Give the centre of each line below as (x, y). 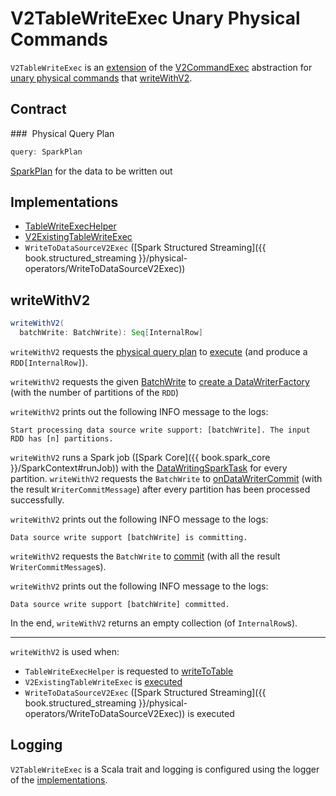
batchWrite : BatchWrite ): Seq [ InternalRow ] (111, 333)
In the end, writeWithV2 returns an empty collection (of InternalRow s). (154, 623)
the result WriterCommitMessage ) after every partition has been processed (160, 489)
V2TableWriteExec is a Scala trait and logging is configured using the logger (165, 769)
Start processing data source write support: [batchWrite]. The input (160, 430)
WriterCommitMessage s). (58, 566)
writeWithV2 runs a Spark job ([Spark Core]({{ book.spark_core (140, 457)
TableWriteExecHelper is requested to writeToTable (129, 671)
